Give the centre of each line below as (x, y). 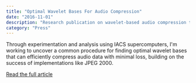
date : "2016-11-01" (30, 17)
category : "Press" (28, 28)
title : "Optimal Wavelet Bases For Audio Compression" (74, 11)
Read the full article (29, 74)
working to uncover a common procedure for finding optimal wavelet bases (97, 51)
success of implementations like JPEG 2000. (60, 63)
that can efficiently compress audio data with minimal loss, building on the (95, 57)
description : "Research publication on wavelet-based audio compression (96, 22)
